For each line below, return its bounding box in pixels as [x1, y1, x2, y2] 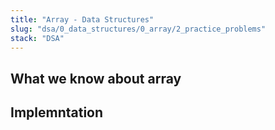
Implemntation [10, 104, 104, 121]
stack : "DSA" [10, 33, 65, 43]
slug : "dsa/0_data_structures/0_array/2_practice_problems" [10, 24, 267, 34]
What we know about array [10, 70, 182, 87]
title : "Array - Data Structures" [10, 14, 155, 25]
